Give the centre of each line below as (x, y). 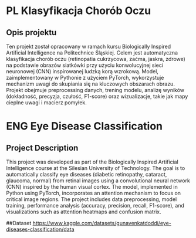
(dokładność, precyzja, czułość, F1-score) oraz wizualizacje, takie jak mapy (97, 96)
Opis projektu (31, 33)
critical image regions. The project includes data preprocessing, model (92, 199)
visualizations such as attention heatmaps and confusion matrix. (84, 212)
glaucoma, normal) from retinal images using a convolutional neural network (98, 181)
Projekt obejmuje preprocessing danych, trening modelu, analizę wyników (95, 90)
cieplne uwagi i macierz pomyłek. (46, 103)
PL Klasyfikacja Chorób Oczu (79, 11)
